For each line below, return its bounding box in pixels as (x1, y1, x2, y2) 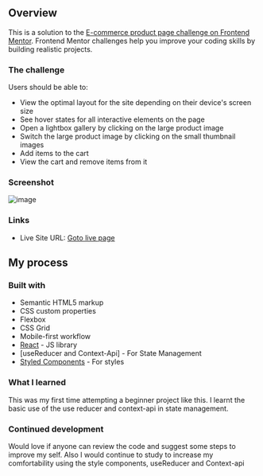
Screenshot (8, 177, 54, 188)
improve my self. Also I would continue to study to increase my (8, 450, 214, 459)
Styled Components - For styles (19, 357, 125, 367)
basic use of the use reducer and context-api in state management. (8, 404, 229, 413)
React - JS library (19, 340, 78, 349)
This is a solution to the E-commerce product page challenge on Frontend (8, 27, 250, 37)
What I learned (8, 377, 66, 388)
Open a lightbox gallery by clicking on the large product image (19, 123, 224, 133)
